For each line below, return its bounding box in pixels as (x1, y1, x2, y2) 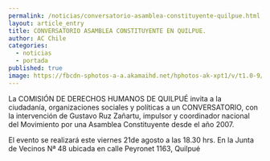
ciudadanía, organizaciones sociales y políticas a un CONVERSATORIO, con (8, 102, 259, 112)
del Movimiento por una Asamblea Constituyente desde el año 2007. (8, 119, 235, 129)
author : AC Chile (8, 34, 67, 43)
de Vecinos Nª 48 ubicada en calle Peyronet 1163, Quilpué (8, 143, 201, 153)
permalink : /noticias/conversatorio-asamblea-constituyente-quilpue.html (8, 11, 261, 20)
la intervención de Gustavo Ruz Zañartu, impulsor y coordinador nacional (8, 110, 251, 121)
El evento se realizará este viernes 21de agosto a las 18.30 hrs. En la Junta (8, 134, 255, 145)
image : (8, 72, 31, 80)
